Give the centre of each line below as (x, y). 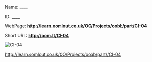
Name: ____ (16, 7)
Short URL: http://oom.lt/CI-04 (37, 35)
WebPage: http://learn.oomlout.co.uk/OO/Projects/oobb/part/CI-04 (76, 26)
